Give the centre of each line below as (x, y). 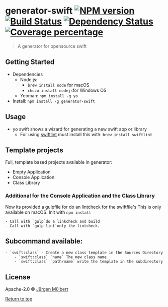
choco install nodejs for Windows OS (67, 90)
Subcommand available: (44, 241)
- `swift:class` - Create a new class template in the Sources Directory (84, 253)
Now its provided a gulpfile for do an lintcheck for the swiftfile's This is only (83, 207)
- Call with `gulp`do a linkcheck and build (53, 221)
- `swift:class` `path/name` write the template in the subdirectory (89, 262)
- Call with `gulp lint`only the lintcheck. (53, 226)
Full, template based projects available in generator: (59, 162)
